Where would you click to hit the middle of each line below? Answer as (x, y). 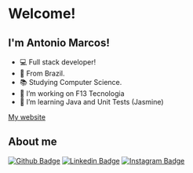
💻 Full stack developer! (58, 62)
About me (33, 142)
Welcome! (42, 14)
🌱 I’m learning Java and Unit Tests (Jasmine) (91, 102)
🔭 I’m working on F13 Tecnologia (72, 94)
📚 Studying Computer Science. (71, 82)
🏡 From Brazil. (42, 73)
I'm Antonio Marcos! (59, 43)
